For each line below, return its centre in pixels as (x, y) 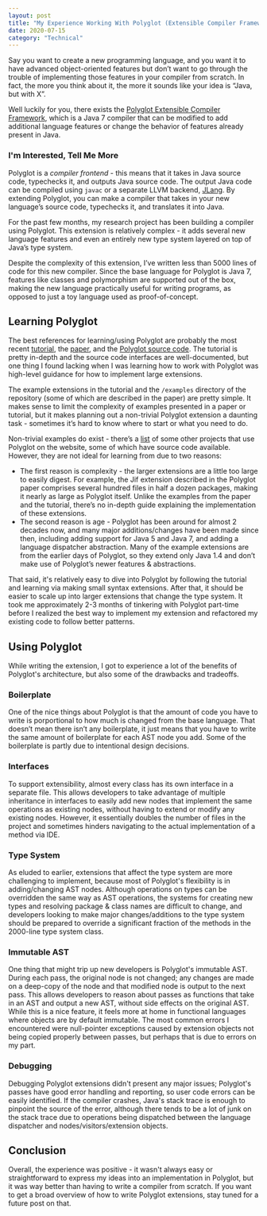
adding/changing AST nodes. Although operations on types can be (118, 889)
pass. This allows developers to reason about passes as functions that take (131, 995)
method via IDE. (34, 835)
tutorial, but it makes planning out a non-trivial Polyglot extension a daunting (133, 415)
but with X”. (27, 94)
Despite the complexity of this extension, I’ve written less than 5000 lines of (132, 262)
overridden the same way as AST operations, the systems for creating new (130, 898)
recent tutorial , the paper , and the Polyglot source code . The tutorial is (123, 349)
